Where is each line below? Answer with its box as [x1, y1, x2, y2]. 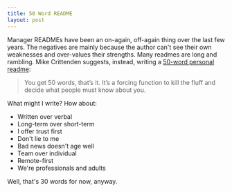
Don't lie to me [17, 134, 60, 142]
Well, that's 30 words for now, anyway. [7, 177, 118, 185]
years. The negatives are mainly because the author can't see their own [7, 43, 212, 51]
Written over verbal [17, 112, 73, 121]
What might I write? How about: [7, 99, 97, 107]
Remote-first [17, 156, 54, 164]
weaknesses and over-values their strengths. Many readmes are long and [7, 50, 217, 59]
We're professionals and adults [17, 164, 106, 172]
